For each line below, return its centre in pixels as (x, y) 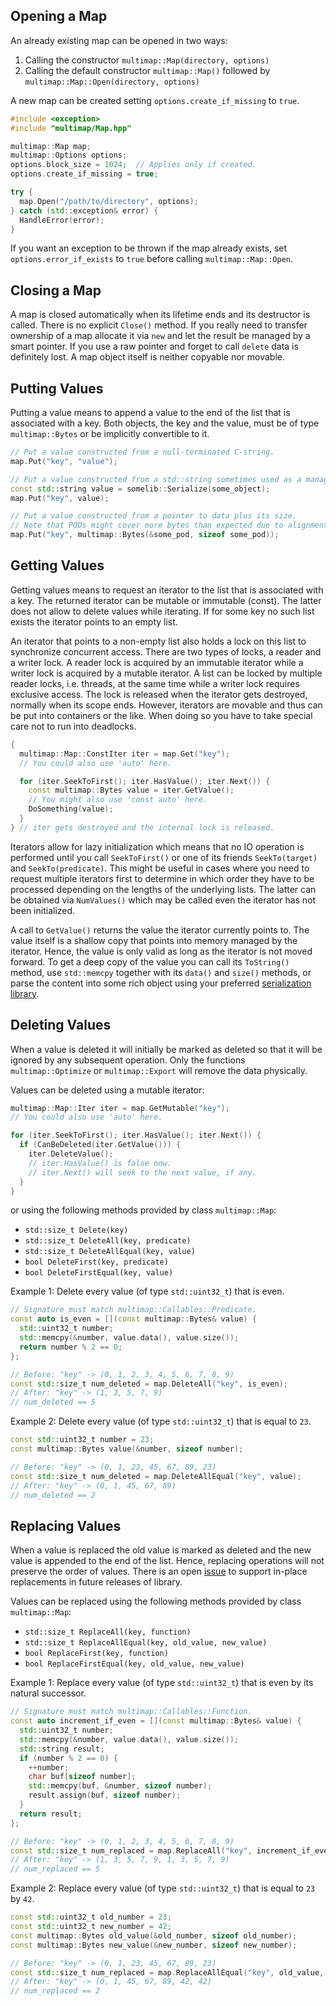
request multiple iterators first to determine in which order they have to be (162, 878)
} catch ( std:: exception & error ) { (84, 210)
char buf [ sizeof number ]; (82, 1777)
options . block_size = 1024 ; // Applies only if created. (133, 165)
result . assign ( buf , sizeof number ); (105, 1795)
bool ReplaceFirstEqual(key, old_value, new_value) (134, 1664)
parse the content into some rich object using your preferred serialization (161, 983)
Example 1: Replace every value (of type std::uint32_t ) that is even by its (162, 1683)
